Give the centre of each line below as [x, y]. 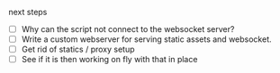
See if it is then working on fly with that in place [109, 60]
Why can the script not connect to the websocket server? [128, 29]
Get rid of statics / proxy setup [78, 49]
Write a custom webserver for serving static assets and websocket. [146, 39]
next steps [28, 12]
